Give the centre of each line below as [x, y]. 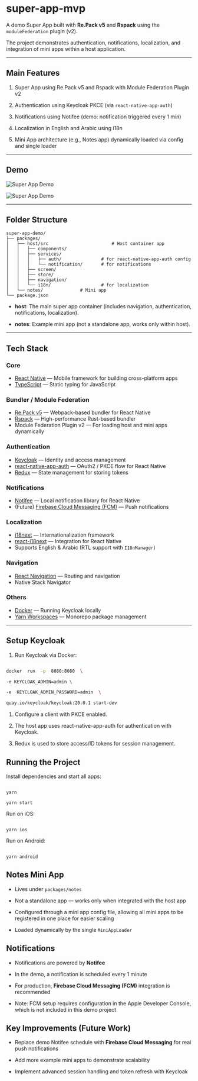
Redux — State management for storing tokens [71, 472]
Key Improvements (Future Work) [69, 1028]
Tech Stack [27, 348]
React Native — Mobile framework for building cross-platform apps [96, 378]
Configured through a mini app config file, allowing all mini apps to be [99, 912]
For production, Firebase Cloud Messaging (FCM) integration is [92, 985]
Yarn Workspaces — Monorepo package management [80, 617]
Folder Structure [37, 220]
